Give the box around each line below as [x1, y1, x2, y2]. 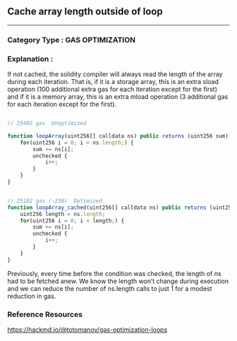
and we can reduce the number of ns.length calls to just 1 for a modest [7, 284, 213, 292]
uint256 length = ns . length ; [20, 210, 106, 217]
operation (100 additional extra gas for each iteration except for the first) [7, 85, 217, 94]
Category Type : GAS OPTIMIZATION [7, 35, 136, 44]
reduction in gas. [7, 292, 56, 300]
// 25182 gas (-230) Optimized [7, 197, 102, 204]
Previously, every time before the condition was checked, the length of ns [7, 269, 221, 277]
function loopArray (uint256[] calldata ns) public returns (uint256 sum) [7, 132, 229, 140]
